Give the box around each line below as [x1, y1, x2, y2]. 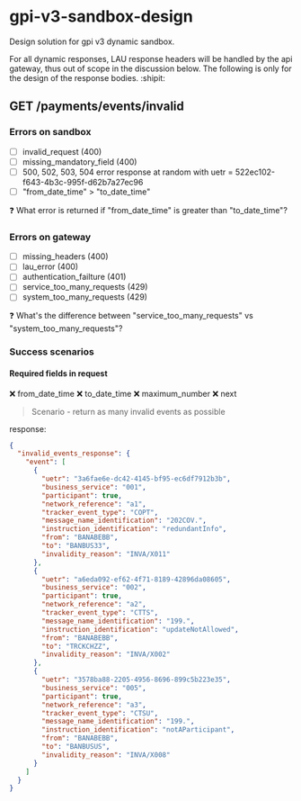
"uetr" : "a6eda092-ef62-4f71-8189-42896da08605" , [41, 574, 231, 584]
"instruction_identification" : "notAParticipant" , [41, 725, 235, 734]
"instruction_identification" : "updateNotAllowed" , [41, 625, 240, 634]
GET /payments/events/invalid [9, 99, 184, 114]
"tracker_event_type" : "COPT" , [41, 508, 159, 517]
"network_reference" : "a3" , [41, 700, 146, 709]
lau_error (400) [22, 261, 79, 272]
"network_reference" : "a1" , [41, 499, 146, 508]
